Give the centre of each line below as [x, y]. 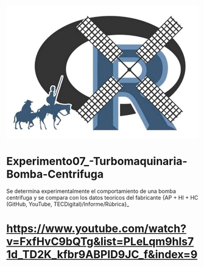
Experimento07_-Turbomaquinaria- [97, 162]
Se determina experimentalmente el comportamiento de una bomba [91, 191]
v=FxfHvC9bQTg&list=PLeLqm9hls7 [100, 242]
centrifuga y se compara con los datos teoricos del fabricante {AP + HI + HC [102, 197]
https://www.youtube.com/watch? [97, 229]
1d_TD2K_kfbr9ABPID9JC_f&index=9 [102, 255]
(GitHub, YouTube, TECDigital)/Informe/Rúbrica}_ [68, 204]
